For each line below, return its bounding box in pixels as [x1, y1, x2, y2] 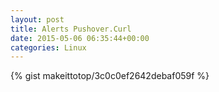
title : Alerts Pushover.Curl [10, 24, 132, 34]
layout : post [10, 14, 65, 25]
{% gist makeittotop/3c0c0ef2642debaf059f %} [10, 70, 210, 82]
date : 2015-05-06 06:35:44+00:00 [10, 33, 150, 43]
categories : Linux [10, 42, 87, 53]
